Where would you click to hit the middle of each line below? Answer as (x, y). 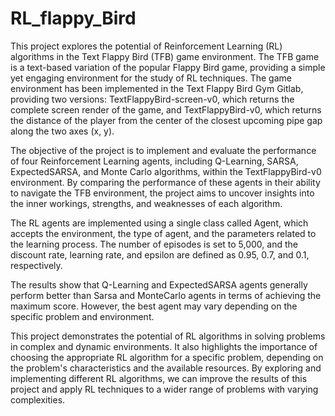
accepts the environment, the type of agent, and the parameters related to (163, 233)
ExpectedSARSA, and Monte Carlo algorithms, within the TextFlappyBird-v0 (166, 171)
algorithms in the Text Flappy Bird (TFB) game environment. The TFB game (165, 56)
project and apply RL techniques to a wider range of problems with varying (164, 389)
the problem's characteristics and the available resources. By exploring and (166, 368)
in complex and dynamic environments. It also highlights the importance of (164, 346)
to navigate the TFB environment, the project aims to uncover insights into (162, 193)
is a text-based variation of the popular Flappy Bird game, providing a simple (168, 67)
